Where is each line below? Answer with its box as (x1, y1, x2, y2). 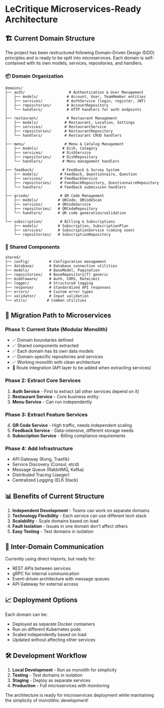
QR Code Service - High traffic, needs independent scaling (12, 422, 133, 428)
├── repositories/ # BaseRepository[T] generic (5, 272, 109, 277)
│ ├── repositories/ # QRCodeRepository (5, 206, 98, 211)
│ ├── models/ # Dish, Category (5, 146, 98, 151)
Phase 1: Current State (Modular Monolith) (5, 326, 108, 333)
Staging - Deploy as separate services (12, 677, 91, 683)
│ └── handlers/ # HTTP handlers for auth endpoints (5, 107, 141, 112)
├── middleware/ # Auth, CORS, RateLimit (5, 276, 100, 281)
